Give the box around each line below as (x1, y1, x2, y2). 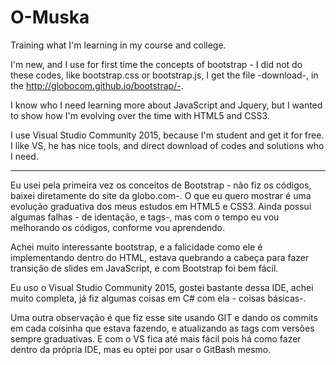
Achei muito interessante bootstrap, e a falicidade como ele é (10, 241, 263, 253)
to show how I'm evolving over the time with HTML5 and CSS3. (10, 109, 270, 121)
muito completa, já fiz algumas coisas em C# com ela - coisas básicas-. (10, 292, 307, 304)
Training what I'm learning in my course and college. (10, 39, 227, 51)
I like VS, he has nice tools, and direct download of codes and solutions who (10, 139, 325, 151)
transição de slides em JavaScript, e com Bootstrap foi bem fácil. (10, 262, 279, 274)
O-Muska (10, 6, 90, 29)
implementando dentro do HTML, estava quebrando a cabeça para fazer (10, 251, 310, 263)
